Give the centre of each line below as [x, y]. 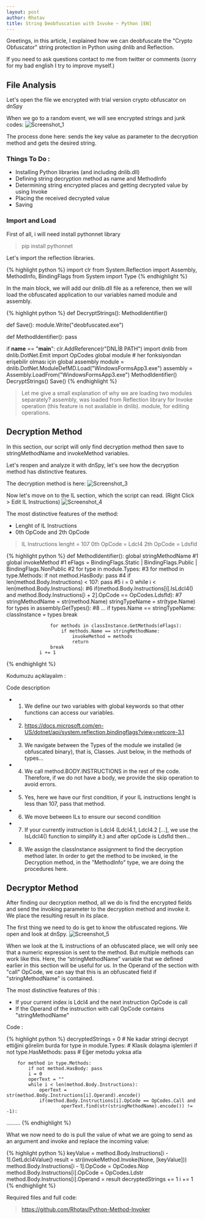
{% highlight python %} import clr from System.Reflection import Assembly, [102, 270]
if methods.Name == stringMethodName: [110, 631]
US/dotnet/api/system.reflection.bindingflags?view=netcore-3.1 [104, 732]
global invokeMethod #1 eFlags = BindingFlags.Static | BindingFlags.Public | [102, 562]
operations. [36, 412]
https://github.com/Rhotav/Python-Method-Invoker [86, 1210]
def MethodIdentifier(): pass [42, 336]
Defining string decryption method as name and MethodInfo [91, 179]
